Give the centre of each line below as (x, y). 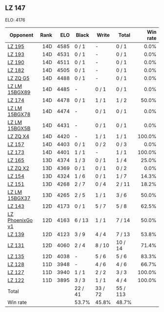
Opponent (21, 35)
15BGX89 (19, 92)
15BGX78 (19, 114)
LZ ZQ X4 (18, 136)
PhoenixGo (20, 220)
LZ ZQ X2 (18, 168)
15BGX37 (19, 198)
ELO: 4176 (15, 20)
